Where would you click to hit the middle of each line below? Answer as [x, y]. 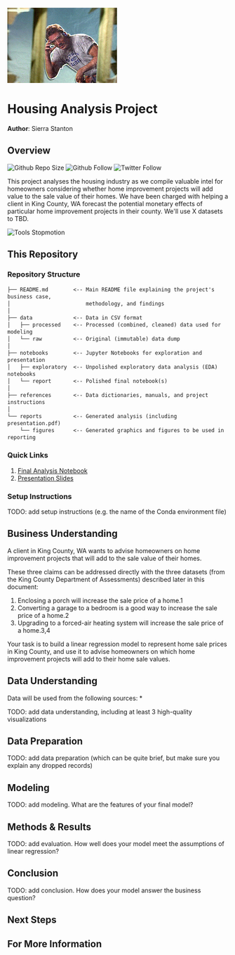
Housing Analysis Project [82, 109]
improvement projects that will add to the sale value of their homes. [105, 558]
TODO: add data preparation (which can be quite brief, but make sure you [114, 758]
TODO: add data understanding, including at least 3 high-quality [100, 711]
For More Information [55, 944]
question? [22, 897]
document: [23, 587]
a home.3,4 [34, 630]
